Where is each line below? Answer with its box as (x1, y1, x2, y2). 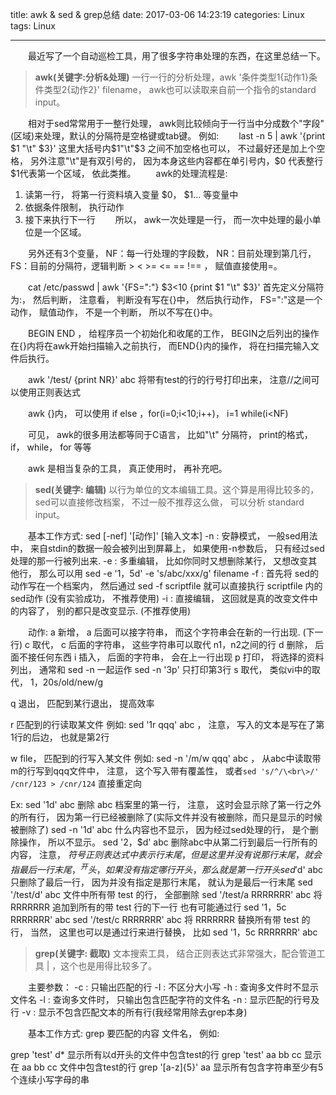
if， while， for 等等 (10, 441, 92, 453)
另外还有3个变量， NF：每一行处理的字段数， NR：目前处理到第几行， (27, 248, 317, 259)
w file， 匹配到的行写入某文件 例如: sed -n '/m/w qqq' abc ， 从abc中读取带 (10, 753, 322, 764)
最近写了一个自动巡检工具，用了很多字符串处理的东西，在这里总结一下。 (27, 50, 326, 62)
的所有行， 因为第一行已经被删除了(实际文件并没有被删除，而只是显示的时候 (10, 811, 323, 823)
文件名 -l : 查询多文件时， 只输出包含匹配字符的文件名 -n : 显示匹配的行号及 (10, 993, 320, 1005)
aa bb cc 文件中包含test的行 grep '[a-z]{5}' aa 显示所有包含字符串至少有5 (21, 1061, 324, 1073)
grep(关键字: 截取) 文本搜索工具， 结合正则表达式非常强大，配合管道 (34, 947, 317, 959)
